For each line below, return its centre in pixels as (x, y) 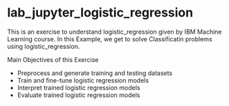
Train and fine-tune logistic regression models (83, 80)
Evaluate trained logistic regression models (79, 95)
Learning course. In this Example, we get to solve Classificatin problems (110, 39)
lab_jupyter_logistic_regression (100, 13)
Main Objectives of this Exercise (53, 59)
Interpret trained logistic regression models (79, 87)
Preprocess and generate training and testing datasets (95, 73)
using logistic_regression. (44, 46)
